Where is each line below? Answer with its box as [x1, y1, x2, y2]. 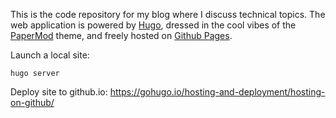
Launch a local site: [10, 49, 90, 61]
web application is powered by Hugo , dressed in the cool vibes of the [10, 19, 297, 31]
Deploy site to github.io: [10, 86, 108, 98]
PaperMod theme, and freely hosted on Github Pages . [10, 30, 233, 41]
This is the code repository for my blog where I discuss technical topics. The [10, 9, 326, 20]
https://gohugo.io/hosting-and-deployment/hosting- [109, 86, 326, 98]
